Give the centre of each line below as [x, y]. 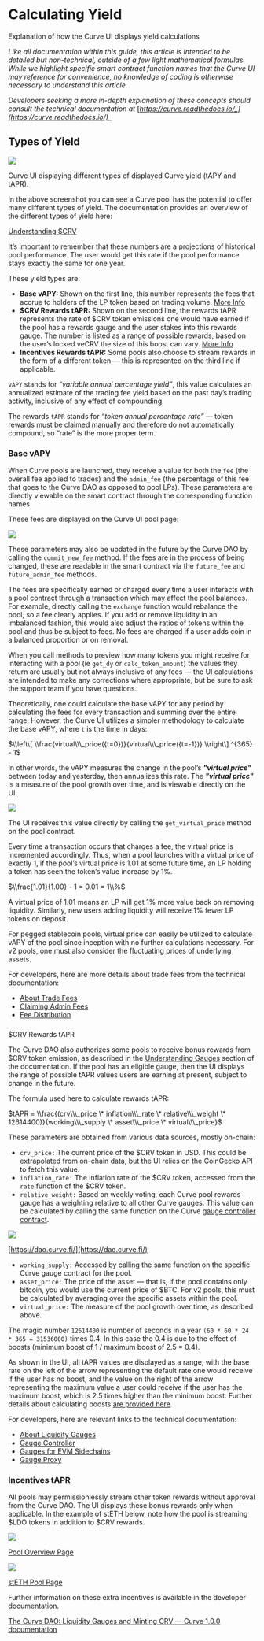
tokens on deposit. [38, 919]
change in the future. [42, 1083]
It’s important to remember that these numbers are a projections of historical [132, 246]
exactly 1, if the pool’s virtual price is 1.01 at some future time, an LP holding [130, 863]
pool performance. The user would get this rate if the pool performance [124, 254]
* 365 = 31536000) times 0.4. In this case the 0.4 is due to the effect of [123, 1338]
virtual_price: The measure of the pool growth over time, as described [136, 1306]
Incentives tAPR [39, 1480]
